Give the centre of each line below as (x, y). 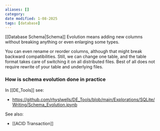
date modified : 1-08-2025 (31, 18)
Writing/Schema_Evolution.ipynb (45, 104)
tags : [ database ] (23, 23)
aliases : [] (17, 9)
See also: (14, 114)
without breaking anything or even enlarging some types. (62, 42)
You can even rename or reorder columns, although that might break (74, 51)
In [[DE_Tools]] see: (25, 90)
